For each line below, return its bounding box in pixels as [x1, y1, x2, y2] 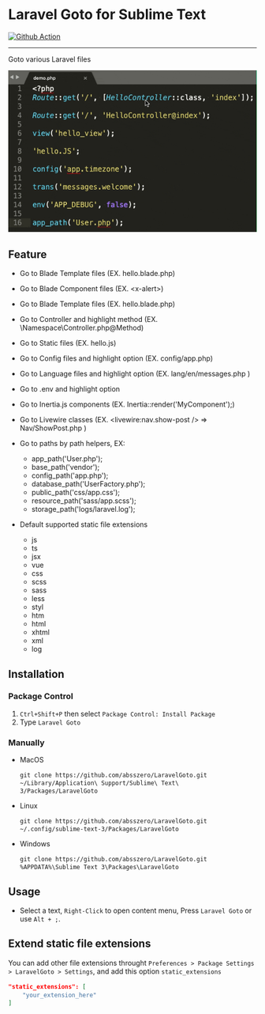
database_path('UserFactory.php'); [31, 479, 146, 489]
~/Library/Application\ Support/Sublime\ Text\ [19, 779, 179, 788]
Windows [19, 839, 50, 849]
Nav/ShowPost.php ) [19, 423, 87, 433]
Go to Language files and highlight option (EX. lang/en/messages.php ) [19, 369, 251, 379]
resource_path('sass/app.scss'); [31, 496, 136, 505]
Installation [8, 667, 65, 681]
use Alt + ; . [19, 914, 61, 923]
